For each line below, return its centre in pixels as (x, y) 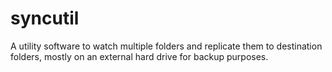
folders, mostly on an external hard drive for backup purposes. (139, 56)
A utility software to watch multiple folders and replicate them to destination (166, 46)
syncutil (45, 18)
